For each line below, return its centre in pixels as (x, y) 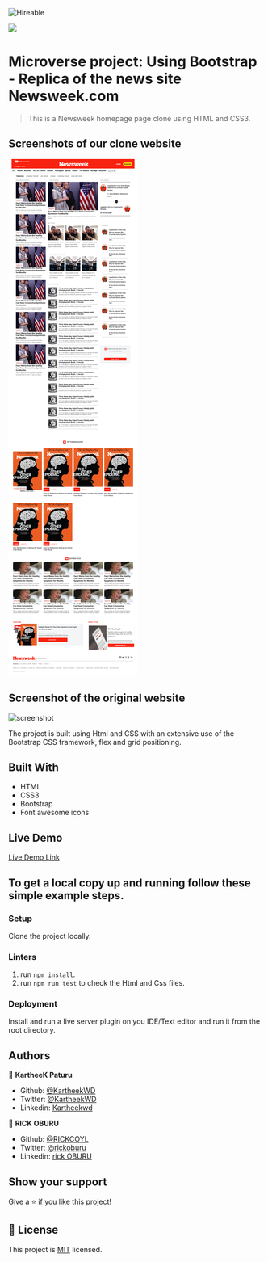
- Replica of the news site (95, 79)
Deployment (33, 1004)
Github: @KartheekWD (58, 1091)
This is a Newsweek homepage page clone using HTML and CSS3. (139, 118)
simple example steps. (66, 896)
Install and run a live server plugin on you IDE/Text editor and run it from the (134, 1021)
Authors (29, 1056)
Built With (33, 767)
